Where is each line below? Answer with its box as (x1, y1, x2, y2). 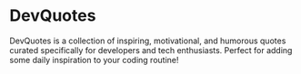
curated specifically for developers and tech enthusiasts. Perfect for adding (9, 44, 293, 55)
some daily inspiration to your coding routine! (9, 54, 179, 65)
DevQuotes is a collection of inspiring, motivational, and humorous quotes (9, 35, 286, 46)
